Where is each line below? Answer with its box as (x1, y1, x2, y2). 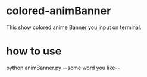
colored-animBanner (6, 4, 111, 18)
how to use (6, 44, 62, 58)
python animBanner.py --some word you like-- (6, 64, 120, 71)
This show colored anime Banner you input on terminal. (6, 24, 142, 31)
